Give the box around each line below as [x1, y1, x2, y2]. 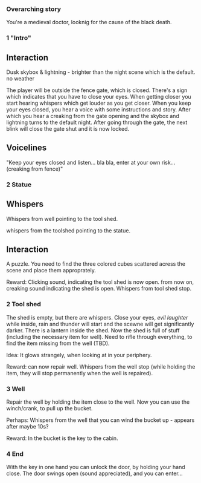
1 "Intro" [6, 34, 31, 42]
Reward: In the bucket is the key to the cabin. [6, 435, 119, 442]
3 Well [6, 384, 25, 393]
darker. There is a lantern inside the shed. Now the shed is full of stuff [6, 326, 180, 334]
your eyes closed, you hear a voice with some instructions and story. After [6, 106, 191, 113]
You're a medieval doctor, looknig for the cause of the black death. [6, 19, 172, 26]
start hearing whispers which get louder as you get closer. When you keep [6, 99, 191, 107]
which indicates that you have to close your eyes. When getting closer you [6, 93, 191, 100]
